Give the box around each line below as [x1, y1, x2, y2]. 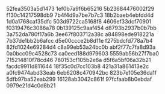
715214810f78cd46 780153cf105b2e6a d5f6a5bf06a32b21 [6, 57, 151, 63]
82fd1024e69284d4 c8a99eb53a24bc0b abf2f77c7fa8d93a [6, 43, 156, 51]
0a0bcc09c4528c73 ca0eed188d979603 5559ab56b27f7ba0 [6, 50, 160, 57]
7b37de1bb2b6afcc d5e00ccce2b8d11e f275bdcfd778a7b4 [6, 37, 153, 44]
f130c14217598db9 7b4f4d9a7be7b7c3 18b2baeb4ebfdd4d [6, 11, 154, 19]
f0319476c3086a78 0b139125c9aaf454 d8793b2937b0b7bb [6, 24, 157, 31]
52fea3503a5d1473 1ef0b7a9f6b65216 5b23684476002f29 [6, 5, 155, 12]
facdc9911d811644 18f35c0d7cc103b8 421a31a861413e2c [6, 63, 149, 70]
